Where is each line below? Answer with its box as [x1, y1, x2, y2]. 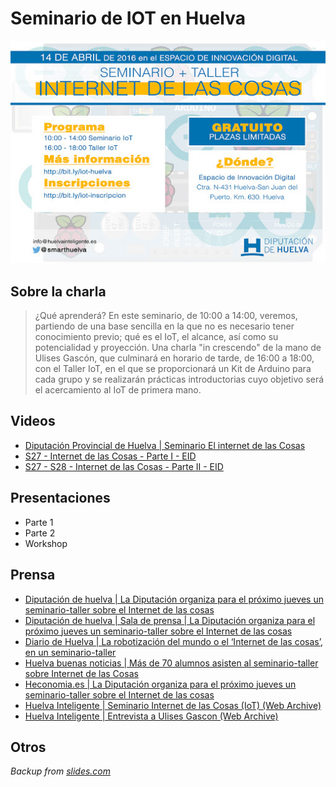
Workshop [24, 537, 68, 549]
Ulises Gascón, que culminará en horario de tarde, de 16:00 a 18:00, [34, 352, 315, 364]
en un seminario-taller [24, 646, 117, 658]
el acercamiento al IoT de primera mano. [34, 384, 202, 396]
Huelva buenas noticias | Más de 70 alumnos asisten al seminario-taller [24, 657, 319, 669]
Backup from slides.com [10, 765, 112, 777]
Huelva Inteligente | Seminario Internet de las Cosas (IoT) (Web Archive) [24, 699, 322, 711]
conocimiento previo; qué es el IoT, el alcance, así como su [34, 331, 279, 343]
